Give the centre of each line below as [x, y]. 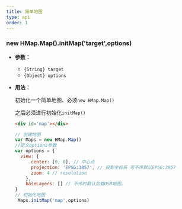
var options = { [35, 151]
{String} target [44, 69]
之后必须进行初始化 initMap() [50, 112]
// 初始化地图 [30, 195]
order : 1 [17, 22]
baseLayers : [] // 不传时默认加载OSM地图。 [76, 184]
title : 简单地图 [24, 12]
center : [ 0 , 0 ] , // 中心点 [63, 162]
